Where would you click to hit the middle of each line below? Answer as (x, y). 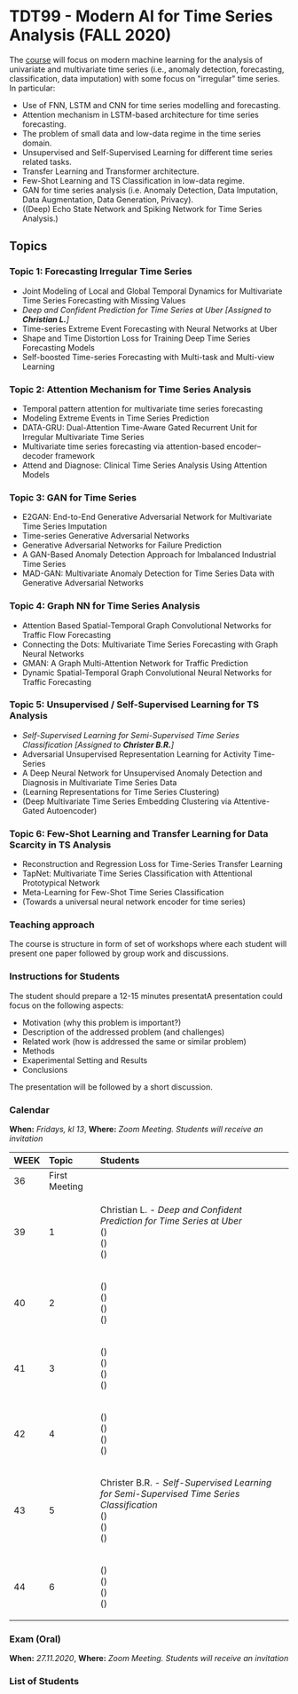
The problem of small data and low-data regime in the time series (141, 133)
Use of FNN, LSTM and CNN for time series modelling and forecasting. (151, 105)
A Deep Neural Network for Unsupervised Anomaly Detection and (142, 773)
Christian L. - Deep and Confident (171, 1210)
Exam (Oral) (35, 1639)
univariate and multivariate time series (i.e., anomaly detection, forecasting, (147, 69)
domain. (37, 143)
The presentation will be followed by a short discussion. (111, 1087)
